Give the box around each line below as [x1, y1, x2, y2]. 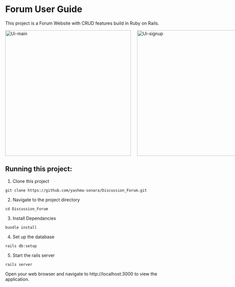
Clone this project [12, 178, 49, 184]
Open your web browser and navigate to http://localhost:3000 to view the [5, 270, 157, 277]
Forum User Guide [5, 4, 83, 15]
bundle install [5, 225, 37, 230]
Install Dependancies [12, 215, 56, 221]
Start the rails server [12, 252, 55, 258]
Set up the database [12, 234, 55, 240]
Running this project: [5, 165, 72, 173]
